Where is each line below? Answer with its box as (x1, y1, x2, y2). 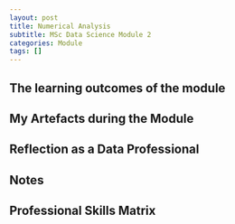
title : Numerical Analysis (9, 22, 111, 31)
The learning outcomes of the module (9, 80, 226, 96)
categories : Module (9, 38, 83, 48)
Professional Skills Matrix (9, 203, 156, 219)
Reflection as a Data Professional (9, 142, 200, 157)
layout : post (9, 13, 59, 23)
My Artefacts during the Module (9, 110, 194, 126)
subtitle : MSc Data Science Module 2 (9, 30, 152, 39)
